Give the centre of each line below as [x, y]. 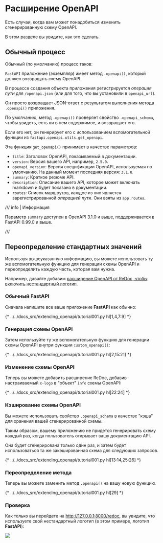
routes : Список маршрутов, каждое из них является [67, 192]
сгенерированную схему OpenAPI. [41, 27]
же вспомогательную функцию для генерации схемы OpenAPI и [72, 264]
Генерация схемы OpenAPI [39, 329]
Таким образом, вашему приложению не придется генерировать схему [81, 430]
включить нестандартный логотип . [42, 284]
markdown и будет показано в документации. [60, 187]
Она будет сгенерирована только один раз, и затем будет [66, 445]
